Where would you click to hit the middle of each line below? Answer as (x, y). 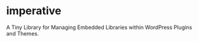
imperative (34, 11)
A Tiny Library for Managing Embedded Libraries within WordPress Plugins (99, 27)
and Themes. (23, 33)
